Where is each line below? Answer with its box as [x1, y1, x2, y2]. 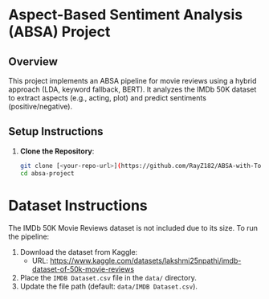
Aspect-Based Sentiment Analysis [8, 6, 243, 24]
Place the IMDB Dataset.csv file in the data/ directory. [19, 272, 197, 282]
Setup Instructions [8, 125, 104, 138]
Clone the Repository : [19, 146, 95, 156]
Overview [8, 55, 59, 68]
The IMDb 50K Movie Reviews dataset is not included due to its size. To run [8, 223, 259, 232]
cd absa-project [19, 169, 75, 178]
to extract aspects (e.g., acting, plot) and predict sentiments [8, 93, 207, 102]
